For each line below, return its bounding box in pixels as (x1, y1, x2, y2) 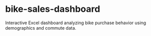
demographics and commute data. (5, 25, 77, 31)
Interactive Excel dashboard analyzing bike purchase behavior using (5, 20, 146, 26)
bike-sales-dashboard (5, 3, 100, 15)
